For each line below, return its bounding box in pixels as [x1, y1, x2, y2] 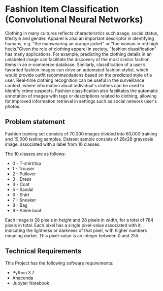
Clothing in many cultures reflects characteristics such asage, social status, [5, 30, 159, 36]
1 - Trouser [12, 165, 34, 171]
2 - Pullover [12, 171, 36, 177]
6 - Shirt [12, 192, 30, 197]
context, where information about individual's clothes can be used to [5, 82, 144, 88]
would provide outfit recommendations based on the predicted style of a [5, 72, 152, 78]
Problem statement [5, 118, 65, 126]
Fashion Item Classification [5, 3, 119, 15]
